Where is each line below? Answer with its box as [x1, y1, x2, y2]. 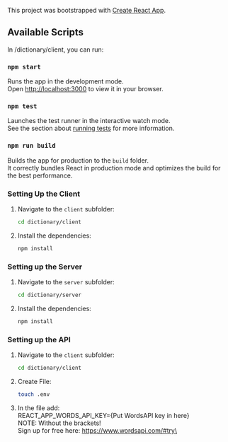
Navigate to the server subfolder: [17, 278, 115, 286]
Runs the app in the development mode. [7, 77, 124, 86]
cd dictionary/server [17, 291, 81, 299]
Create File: [17, 377, 52, 385]
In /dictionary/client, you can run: [7, 45, 104, 54]
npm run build [7, 141, 56, 150]
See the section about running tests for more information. [7, 124, 175, 133]
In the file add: [17, 403, 60, 412]
